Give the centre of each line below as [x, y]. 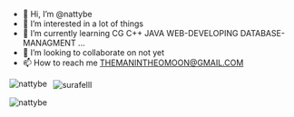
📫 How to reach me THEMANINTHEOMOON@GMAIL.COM [133, 63]
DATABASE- [263, 33]
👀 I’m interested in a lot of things [83, 24]
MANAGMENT [49, 43]
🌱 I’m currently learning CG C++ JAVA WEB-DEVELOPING [130, 33]
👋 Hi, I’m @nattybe [57, 14]
